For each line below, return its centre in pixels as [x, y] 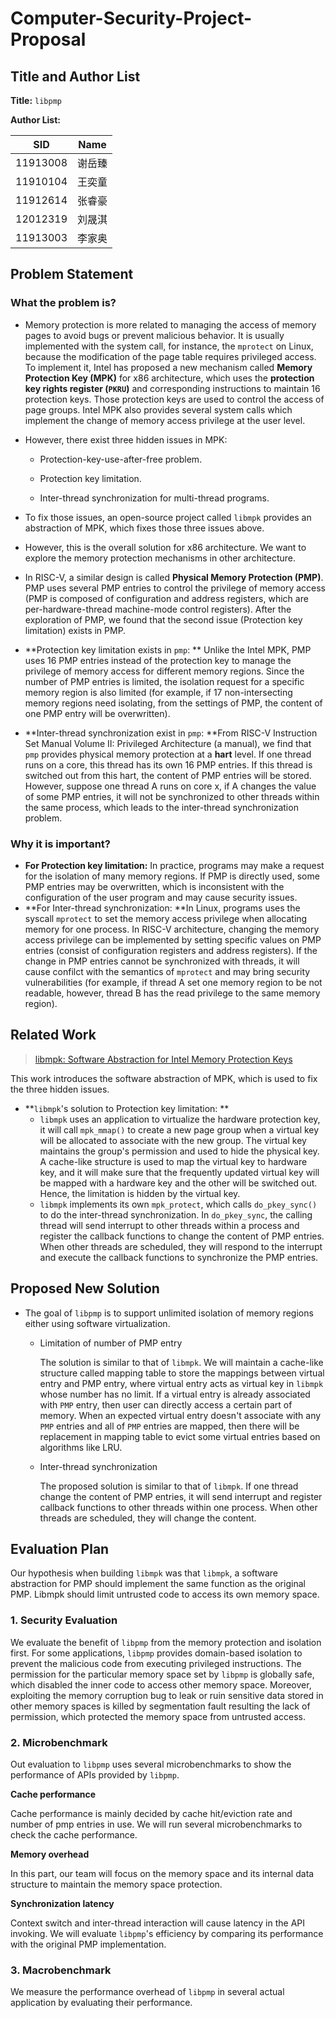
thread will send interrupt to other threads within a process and [169, 1225]
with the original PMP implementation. [88, 1944]
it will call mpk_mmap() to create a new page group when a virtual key [179, 1129]
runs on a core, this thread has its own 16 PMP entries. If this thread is [168, 764]
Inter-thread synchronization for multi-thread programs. [154, 498]
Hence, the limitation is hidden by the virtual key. [140, 1193]
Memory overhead [50, 1854]
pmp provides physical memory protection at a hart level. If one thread [168, 754]
